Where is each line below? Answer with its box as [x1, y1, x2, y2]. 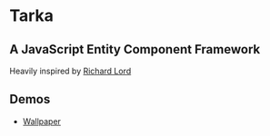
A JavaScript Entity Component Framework [9, 42, 261, 57]
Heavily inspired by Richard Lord [9, 65, 132, 76]
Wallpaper [22, 115, 62, 127]
